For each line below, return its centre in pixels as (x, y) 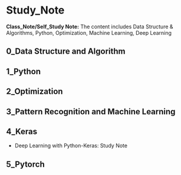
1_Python (24, 71)
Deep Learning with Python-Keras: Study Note (71, 146)
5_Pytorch (26, 164)
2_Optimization (34, 92)
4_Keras (22, 131)
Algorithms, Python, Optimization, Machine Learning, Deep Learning (89, 32)
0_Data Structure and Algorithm (66, 52)
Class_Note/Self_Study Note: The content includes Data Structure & (90, 27)
